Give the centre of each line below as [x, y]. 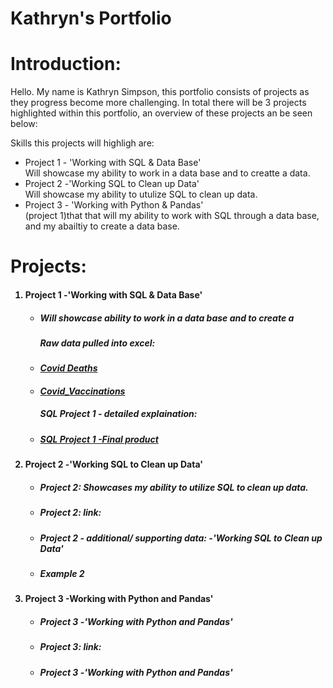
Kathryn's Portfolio [91, 18]
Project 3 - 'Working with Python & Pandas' [114, 205]
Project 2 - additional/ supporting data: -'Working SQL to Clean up [181, 538]
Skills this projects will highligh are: [82, 143]
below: [24, 124]
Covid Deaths [68, 368]
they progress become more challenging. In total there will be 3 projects [158, 103]
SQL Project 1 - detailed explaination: [118, 414]
